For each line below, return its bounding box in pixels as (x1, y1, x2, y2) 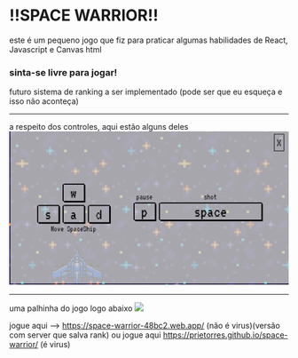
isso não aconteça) (9, 96, 80, 107)
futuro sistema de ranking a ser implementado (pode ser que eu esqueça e (9, 86, 283, 98)
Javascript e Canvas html (9, 44, 102, 54)
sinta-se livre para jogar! (9, 66, 118, 78)
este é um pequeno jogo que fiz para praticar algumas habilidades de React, (9, 35, 288, 45)
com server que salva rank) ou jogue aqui (9, 330, 161, 340)
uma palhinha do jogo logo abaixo (9, 303, 133, 314)
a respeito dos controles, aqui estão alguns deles (9, 122, 189, 132)
